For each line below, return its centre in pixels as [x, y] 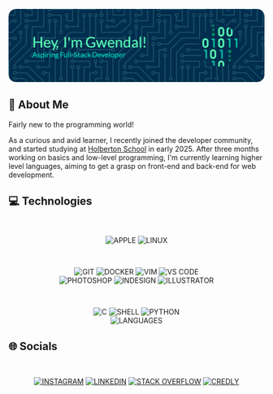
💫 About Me [39, 105]
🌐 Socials [33, 346]
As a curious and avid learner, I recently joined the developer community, [131, 140]
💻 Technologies [50, 201]
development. [31, 175]
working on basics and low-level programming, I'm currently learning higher [135, 157]
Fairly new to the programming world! [71, 124]
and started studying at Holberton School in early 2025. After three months [134, 149]
